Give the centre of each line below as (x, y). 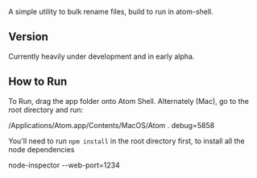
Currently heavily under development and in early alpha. (102, 56)
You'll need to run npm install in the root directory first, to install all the (126, 141)
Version (28, 37)
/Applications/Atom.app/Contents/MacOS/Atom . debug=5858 (112, 125)
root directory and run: (46, 110)
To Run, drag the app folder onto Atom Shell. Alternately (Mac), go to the (129, 101)
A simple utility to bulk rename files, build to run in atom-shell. (111, 12)
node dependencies (41, 149)
